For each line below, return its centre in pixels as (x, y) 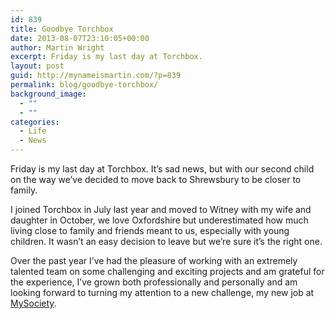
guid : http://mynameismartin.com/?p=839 (96, 76)
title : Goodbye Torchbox (62, 29)
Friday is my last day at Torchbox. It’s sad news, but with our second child (162, 169)
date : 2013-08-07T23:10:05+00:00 (80, 38)
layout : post (37, 66)
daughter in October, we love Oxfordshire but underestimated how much (159, 220)
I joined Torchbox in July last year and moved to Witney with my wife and (161, 209)
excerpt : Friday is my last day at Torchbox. (106, 57)
